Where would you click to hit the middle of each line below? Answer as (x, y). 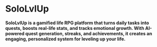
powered (15, 33)
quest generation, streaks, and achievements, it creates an (89, 33)
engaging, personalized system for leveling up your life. (66, 39)
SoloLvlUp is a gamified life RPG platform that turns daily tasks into (77, 23)
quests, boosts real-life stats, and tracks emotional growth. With (75, 28)
